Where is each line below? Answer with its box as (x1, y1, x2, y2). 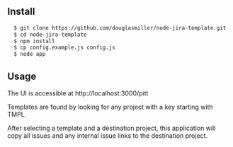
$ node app (13, 51, 46, 58)
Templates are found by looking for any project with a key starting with (7, 102, 214, 111)
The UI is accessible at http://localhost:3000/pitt (7, 89, 149, 98)
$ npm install (13, 37, 55, 45)
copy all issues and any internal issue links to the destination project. (7, 131, 208, 140)
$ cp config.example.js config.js (13, 44, 115, 52)
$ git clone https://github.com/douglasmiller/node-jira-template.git (13, 24, 227, 31)
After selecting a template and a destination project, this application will (7, 124, 216, 132)
